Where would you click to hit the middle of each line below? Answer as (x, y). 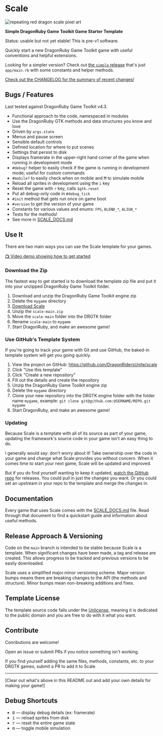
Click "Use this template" (37, 370)
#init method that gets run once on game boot (59, 199)
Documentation (29, 499)
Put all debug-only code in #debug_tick (51, 193)
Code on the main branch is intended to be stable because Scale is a (73, 548)
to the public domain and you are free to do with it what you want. (71, 615)
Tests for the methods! (35, 214)
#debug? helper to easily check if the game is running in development (81, 167)
